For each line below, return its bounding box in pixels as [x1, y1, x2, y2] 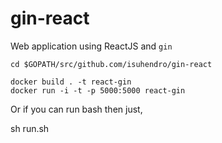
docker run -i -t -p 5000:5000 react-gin [10, 85, 186, 96]
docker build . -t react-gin [10, 77, 132, 87]
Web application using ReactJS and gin [10, 40, 173, 52]
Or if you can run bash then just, [10, 103, 143, 115]
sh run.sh [10, 122, 50, 134]
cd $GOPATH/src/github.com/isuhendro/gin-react [10, 59, 213, 69]
